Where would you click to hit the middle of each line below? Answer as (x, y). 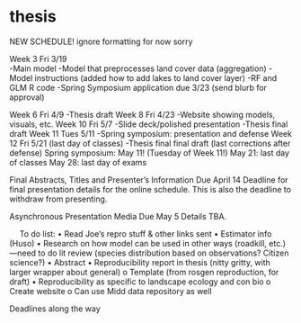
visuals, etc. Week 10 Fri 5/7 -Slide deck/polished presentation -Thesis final (149, 124)
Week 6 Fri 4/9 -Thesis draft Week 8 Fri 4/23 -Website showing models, (142, 114)
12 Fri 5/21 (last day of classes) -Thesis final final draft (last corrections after (150, 143)
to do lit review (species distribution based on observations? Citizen (164, 253)
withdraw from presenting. (58, 199)
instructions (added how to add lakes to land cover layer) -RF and (156, 77)
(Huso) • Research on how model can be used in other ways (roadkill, (138, 243)
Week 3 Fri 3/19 (38, 58)
